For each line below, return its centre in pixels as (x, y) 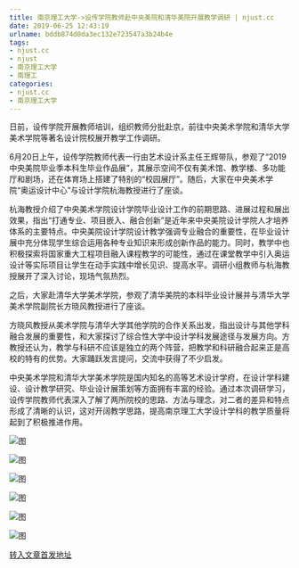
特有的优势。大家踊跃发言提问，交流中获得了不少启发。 (126, 358)
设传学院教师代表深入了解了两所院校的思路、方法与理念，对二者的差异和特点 (149, 400)
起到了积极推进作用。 (48, 422)
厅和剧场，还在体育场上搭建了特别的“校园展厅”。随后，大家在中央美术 (137, 179)
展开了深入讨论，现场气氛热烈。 (75, 276)
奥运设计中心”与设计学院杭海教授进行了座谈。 (105, 190)
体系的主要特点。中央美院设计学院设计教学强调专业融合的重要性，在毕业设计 (149, 232)
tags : (19, 42)
